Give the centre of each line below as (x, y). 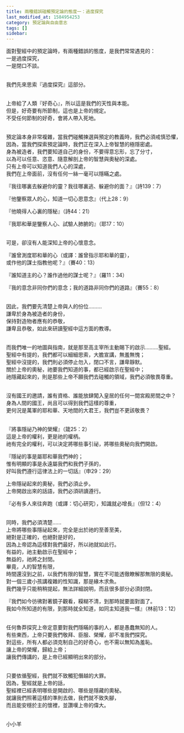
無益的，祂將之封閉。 (32, 559)
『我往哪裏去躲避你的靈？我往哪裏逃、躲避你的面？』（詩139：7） (85, 186)
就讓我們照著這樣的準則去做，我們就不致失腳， (63, 698)
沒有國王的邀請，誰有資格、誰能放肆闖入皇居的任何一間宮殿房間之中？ (91, 396)
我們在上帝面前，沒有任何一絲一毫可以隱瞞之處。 (65, 174)
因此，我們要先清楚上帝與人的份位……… (54, 307)
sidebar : (17, 34)
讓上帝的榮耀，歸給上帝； (37, 650)
